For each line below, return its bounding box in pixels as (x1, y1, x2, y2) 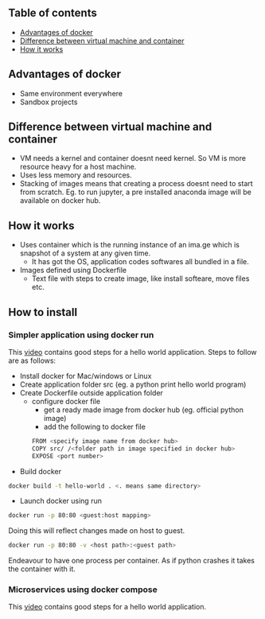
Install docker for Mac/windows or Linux (19, 371, 152, 380)
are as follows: (8, 356, 57, 365)
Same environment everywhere (19, 88, 123, 98)
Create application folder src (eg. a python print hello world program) (19, 380, 247, 389)
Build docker (19, 466, 62, 476)
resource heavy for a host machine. (19, 162, 137, 172)
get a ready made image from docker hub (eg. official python (43, 405, 244, 415)
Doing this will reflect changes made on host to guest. (8, 526, 185, 535)
